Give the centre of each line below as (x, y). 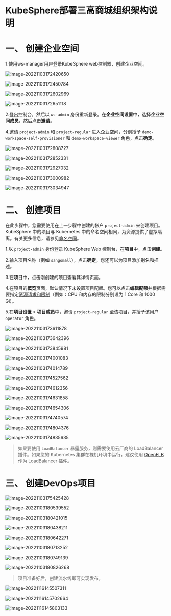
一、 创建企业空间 (42, 49)
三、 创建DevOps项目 (51, 484)
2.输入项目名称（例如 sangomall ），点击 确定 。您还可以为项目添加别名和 (80, 260)
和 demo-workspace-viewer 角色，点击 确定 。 (112, 138)
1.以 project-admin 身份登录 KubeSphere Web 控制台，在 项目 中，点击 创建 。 (85, 249)
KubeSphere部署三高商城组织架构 (77, 10)
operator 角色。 (22, 318)
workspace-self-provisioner (35, 139)
